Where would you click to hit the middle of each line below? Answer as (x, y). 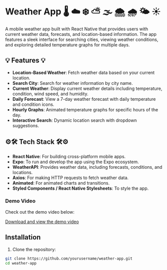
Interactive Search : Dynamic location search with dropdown (75, 120)
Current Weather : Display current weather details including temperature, (87, 88)
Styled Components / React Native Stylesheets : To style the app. (81, 188)
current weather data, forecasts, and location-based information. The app (81, 34)
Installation (23, 237)
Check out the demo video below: (40, 212)
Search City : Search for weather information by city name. (73, 83)
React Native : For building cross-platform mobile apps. (69, 156)
